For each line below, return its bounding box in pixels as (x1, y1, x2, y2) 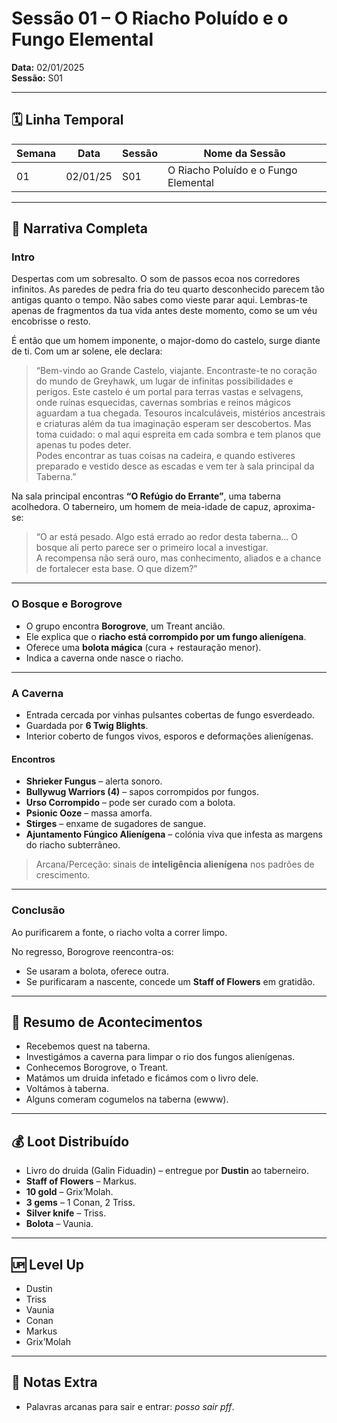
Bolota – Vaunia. (25, 1218, 94, 1230)
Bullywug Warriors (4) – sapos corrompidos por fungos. (25, 786, 259, 798)
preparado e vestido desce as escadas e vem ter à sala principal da (35, 460, 315, 472)
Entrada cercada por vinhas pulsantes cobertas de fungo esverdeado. (25, 709, 315, 721)
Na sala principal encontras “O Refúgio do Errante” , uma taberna (11, 490, 281, 502)
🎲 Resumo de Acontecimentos (11, 1013, 203, 1031)
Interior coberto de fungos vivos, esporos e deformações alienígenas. (25, 730, 314, 742)
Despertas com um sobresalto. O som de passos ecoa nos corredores (11, 273, 301, 285)
